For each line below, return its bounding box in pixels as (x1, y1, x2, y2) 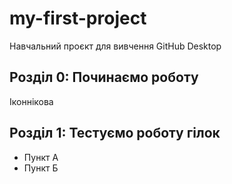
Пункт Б (23, 162, 59, 174)
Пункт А (23, 151, 59, 163)
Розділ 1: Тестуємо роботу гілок (9, 125, 221, 142)
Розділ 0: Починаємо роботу (9, 69, 199, 86)
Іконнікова (9, 95, 54, 107)
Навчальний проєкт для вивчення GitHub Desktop (9, 40, 222, 52)
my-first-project (9, 7, 147, 30)
